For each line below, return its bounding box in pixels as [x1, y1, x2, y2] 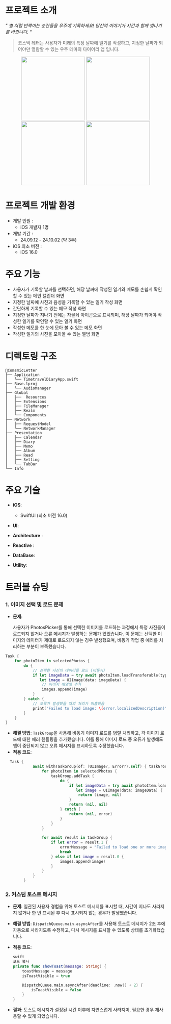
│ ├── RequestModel [5, 421, 51, 427]
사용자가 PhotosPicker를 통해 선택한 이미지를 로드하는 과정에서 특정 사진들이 [12, 625, 165, 631]
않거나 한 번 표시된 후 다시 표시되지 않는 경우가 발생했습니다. [18, 910, 137, 916]
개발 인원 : [12, 217, 34, 223]
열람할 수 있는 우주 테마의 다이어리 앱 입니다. [31, 46, 120, 52]
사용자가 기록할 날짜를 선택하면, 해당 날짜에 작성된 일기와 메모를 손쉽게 [12, 286, 153, 292]
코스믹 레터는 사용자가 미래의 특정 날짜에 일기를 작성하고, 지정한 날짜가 [17, 39, 158, 46]
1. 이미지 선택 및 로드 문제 [5, 601, 64, 608]
